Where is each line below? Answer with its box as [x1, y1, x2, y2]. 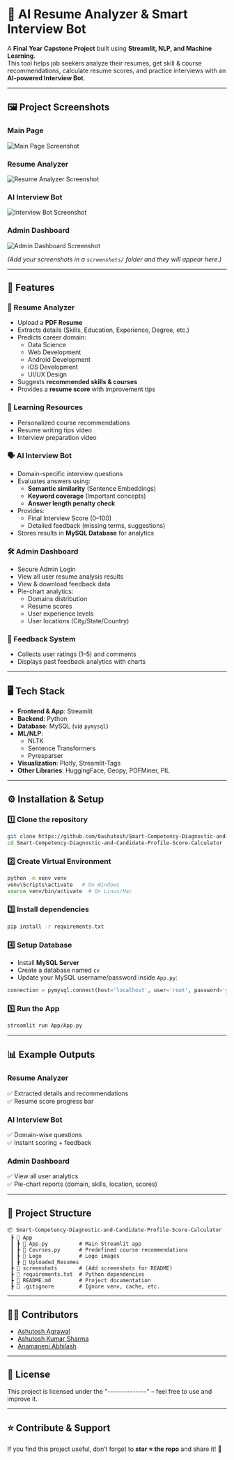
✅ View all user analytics [7, 1172, 79, 1180]
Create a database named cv [17, 966, 100, 975]
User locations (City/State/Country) [27, 617, 130, 625]
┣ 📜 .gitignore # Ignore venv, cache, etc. [10, 1283, 160, 1291]
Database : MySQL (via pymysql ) [17, 722, 109, 731]
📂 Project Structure [7, 1207, 92, 1219]
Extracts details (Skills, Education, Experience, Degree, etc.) [17, 326, 190, 334]
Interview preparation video [17, 433, 97, 441]
